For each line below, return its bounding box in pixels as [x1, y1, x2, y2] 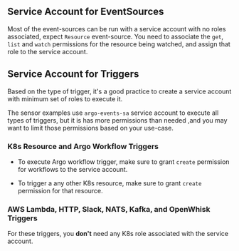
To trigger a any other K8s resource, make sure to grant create [17, 178, 202, 188]
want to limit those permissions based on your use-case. [7, 123, 174, 132]
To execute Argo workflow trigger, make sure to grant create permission [17, 157, 230, 166]
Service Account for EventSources [7, 6, 164, 18]
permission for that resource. [17, 186, 103, 195]
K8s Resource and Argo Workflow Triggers [7, 141, 159, 151]
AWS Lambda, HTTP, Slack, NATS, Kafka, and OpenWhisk [7, 204, 211, 214]
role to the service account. [7, 47, 88, 56]
